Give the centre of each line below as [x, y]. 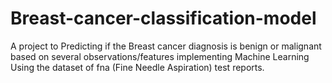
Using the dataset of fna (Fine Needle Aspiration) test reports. [137, 67]
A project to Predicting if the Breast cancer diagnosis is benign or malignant [166, 46]
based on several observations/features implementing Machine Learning [160, 56]
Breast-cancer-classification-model [163, 18]
